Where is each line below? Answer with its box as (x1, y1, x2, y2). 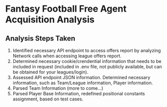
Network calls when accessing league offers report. (12, 53, 122, 59)
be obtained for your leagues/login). (12, 69, 89, 75)
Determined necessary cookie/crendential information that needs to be (12, 58, 162, 64)
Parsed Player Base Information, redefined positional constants (12, 91, 145, 96)
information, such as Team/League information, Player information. (12, 80, 153, 86)
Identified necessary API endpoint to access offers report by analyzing (12, 48, 161, 53)
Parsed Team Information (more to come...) (12, 85, 103, 91)
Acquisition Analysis (5, 14, 95, 25)
